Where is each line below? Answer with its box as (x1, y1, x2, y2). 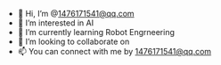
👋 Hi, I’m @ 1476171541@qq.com (17, 9, 135, 18)
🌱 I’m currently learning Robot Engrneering (17, 27, 176, 37)
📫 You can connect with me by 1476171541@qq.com (17, 47, 212, 56)
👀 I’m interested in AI (17, 18, 94, 28)
